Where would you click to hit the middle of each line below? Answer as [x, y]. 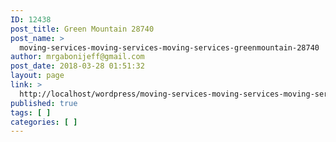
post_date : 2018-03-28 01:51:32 [77, 66]
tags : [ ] [31, 112]
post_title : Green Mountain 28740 [82, 29]
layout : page [37, 76]
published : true [44, 103]
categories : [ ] [44, 122]
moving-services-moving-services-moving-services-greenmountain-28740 [169, 47]
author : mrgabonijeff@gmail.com [77, 57]
